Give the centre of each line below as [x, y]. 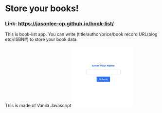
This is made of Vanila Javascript [38, 106]
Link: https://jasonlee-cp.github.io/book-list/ [60, 24]
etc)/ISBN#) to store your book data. [41, 39]
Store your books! [42, 9]
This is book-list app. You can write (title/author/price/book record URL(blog [81, 34]
